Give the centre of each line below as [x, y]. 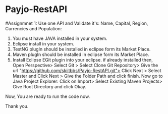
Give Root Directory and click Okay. [49, 86]
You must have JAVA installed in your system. [60, 38]
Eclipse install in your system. [43, 43]
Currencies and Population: [34, 28]
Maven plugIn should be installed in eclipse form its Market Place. [81, 54]
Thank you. [17, 106]
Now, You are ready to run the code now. [48, 96]
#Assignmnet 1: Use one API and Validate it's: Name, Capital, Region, [77, 23]
